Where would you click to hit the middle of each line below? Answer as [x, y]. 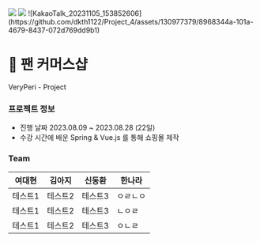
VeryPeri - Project [38, 87]
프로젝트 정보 [32, 108]
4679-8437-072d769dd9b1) [54, 30]
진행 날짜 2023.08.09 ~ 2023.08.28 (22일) [87, 128]
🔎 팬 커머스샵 [48, 64]
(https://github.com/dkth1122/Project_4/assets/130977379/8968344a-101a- [131, 22]
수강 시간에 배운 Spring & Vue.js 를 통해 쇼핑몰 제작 [99, 138]
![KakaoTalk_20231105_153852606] [85, 13]
